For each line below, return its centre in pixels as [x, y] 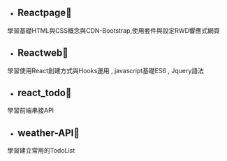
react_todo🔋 [44, 93]
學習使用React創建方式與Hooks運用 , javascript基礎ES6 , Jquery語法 [106, 70]
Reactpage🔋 [44, 13]
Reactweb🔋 [43, 53]
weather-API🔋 [49, 133]
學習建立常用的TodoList [41, 151]
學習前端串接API [31, 110]
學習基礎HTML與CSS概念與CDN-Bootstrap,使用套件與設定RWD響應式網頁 [113, 30]
